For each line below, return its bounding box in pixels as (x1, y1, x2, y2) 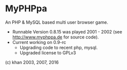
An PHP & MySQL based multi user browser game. (5, 19, 108, 25)
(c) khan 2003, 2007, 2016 (5, 59, 59, 65)
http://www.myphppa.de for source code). (12, 34, 99, 40)
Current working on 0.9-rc (12, 39, 66, 45)
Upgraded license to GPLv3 (19, 50, 76, 56)
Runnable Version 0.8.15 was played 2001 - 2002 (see (12, 29, 123, 35)
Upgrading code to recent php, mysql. (19, 44, 98, 50)
